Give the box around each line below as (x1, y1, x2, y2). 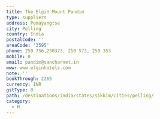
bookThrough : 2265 (6, 76, 52, 82)
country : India (6, 31, 44, 37)
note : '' (6, 70, 28, 76)
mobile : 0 (6, 53, 31, 59)
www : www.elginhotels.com (6, 64, 71, 71)
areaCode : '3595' (6, 43, 50, 49)
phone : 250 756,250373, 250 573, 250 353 (6, 48, 111, 54)
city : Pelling (6, 25, 42, 32)
